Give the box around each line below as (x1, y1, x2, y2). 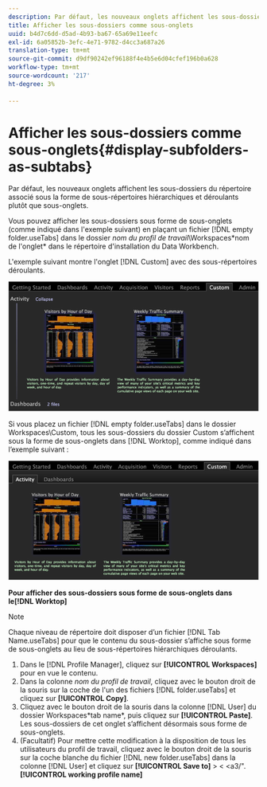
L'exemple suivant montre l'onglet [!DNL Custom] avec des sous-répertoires (8, 257, 257, 267)
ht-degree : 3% (8, 80, 56, 88)
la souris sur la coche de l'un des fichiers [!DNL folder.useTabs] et (19, 685, 236, 695)
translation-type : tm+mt (8, 46, 91, 55)
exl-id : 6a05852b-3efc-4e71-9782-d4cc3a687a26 (8, 38, 165, 46)
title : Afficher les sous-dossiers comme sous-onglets (8, 21, 194, 29)
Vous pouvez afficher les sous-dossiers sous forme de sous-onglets (8, 216, 233, 226)
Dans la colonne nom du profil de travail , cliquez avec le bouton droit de (19, 677, 256, 687)
